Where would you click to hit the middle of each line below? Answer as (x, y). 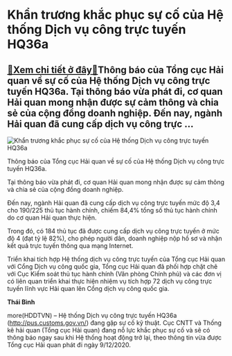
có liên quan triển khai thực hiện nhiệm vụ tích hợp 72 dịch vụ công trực (110, 281)
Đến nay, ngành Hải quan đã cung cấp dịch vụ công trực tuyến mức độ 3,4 (114, 203)
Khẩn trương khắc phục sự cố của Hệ (115, 15)
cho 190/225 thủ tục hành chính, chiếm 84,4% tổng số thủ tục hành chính (112, 210)
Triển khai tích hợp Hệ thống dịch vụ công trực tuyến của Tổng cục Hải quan (116, 259)
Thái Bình (21, 302)
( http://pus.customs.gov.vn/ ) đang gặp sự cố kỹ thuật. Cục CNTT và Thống (114, 323)
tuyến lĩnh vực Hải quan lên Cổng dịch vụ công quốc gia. (88, 288)
